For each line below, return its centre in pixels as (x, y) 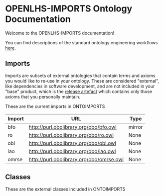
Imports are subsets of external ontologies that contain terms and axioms (80, 76)
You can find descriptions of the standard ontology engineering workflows (82, 42)
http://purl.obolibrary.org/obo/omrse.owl (76, 159)
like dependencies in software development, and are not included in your (80, 86)
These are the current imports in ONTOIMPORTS (55, 106)
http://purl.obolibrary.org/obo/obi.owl (72, 143)
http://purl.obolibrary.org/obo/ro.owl (71, 135)
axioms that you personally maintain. (43, 97)
